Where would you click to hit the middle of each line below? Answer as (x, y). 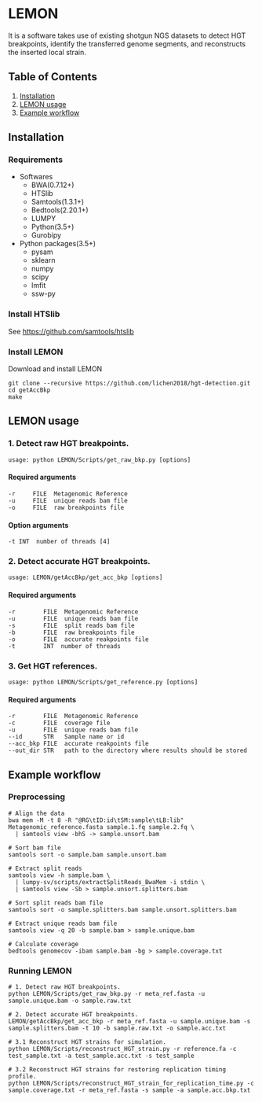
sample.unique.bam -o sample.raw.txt (70, 1001)
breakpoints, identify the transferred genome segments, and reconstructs (127, 43)
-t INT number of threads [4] (59, 542)
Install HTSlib (34, 314)
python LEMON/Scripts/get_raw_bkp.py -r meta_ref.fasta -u (107, 994)
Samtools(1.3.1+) (58, 202)
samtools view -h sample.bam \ (59, 875)
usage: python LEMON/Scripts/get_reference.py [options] (103, 682)
